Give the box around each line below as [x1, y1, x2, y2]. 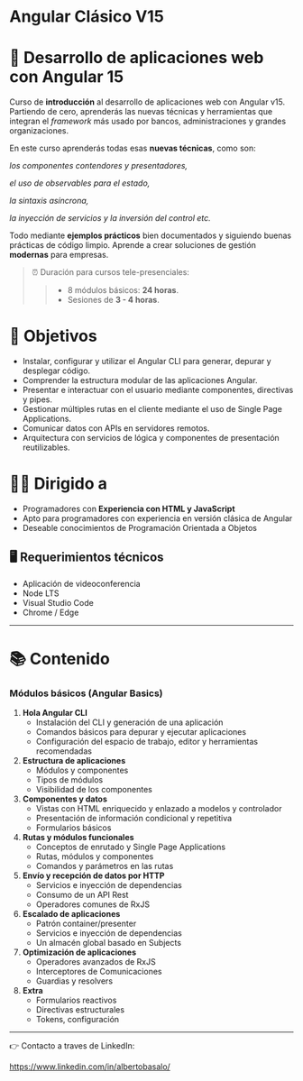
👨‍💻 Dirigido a [9, 473, 108, 494]
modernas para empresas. [9, 250, 109, 261]
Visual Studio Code [22, 597, 95, 608]
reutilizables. [22, 442, 70, 453]
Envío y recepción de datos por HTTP [22, 870, 165, 881]
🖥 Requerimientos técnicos [9, 550, 164, 565]
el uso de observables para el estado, [9, 178, 151, 188]
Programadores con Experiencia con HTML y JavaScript [22, 503, 236, 514]
